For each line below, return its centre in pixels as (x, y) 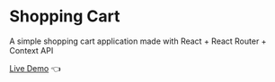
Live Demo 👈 (35, 68)
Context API (31, 50)
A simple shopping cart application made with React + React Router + (138, 41)
